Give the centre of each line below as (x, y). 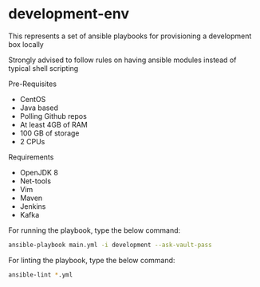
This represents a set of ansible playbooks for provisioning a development (130, 36)
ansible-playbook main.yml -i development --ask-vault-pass (110, 245)
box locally (26, 44)
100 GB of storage (49, 133)
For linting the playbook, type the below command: (92, 260)
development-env (69, 14)
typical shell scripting (43, 68)
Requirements (31, 157)
